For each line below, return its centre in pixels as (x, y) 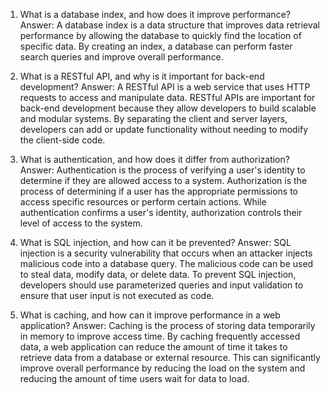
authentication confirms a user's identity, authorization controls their (161, 212)
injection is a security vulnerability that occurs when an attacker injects (166, 253)
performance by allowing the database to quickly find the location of (160, 35)
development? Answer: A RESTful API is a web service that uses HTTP (165, 87)
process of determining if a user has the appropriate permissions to (158, 191)
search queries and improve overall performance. (121, 57)
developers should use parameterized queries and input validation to (161, 285)
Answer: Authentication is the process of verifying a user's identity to (162, 170)
